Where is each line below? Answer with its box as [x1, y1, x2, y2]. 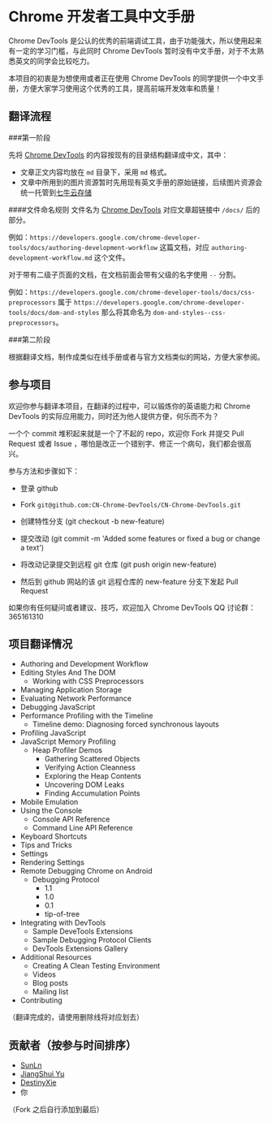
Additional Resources [19, 952, 92, 962]
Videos [32, 969, 57, 979]
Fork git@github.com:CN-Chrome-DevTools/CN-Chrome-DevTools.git [19, 499, 241, 509]
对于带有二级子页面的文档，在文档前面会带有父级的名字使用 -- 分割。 [8, 270, 241, 279]
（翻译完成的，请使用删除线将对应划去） [8, 1012, 144, 1022]
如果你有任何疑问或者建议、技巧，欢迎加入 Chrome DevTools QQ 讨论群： [8, 602, 256, 612]
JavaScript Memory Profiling [19, 736, 116, 747]
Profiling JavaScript [19, 728, 87, 738]
